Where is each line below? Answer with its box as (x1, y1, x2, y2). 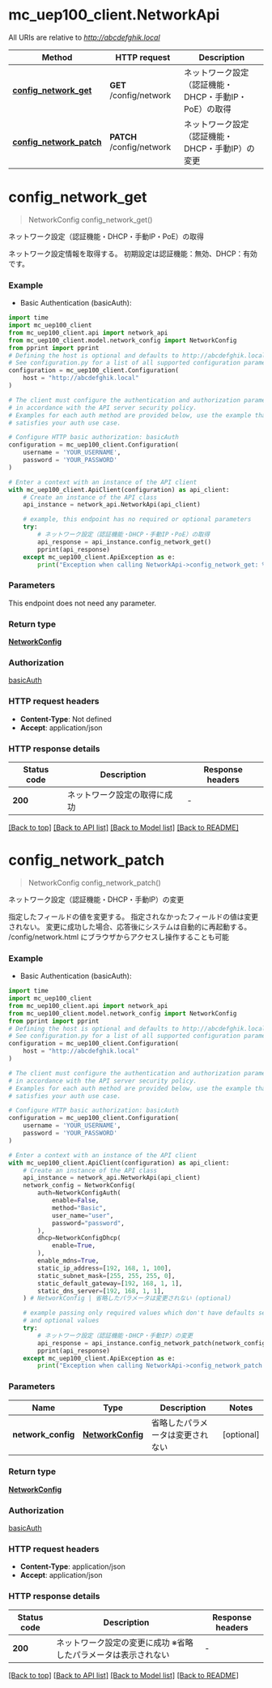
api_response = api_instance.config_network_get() (37, 537, 212, 546)
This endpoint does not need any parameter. (8, 598, 156, 608)
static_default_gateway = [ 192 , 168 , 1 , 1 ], (37, 1279, 183, 1288)
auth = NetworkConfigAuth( (37, 1189, 121, 1197)
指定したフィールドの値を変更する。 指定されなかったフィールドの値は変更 (8, 912, 259, 921)
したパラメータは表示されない (56, 1649, 170, 1660)
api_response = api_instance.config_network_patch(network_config (37, 1339, 266, 1347)
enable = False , (51, 1197, 100, 1205)
